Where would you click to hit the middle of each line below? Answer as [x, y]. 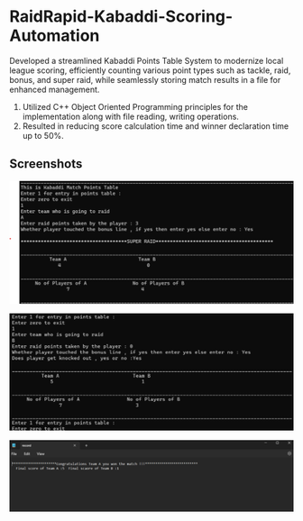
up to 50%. [43, 135]
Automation [55, 36]
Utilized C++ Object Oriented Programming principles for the [135, 106]
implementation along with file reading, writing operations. [130, 116]
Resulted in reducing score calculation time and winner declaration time [156, 126]
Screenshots [46, 164]
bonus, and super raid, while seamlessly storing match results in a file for [145, 79]
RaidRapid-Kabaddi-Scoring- [121, 17]
